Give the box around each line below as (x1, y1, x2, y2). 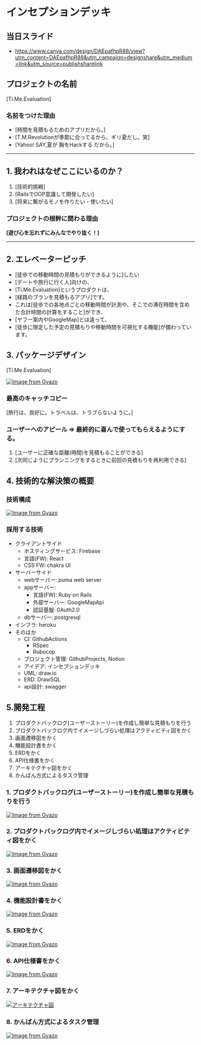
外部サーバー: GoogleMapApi (32, 599, 104, 606)
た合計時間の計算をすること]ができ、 (14, 309, 106, 316)
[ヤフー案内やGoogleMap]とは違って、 (14, 316, 111, 324)
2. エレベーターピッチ (6, 254, 87, 264)
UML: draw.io (23, 669, 57, 677)
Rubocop (32, 648, 56, 656)
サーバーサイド (14, 569, 52, 576)
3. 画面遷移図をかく (6, 866, 63, 875)
